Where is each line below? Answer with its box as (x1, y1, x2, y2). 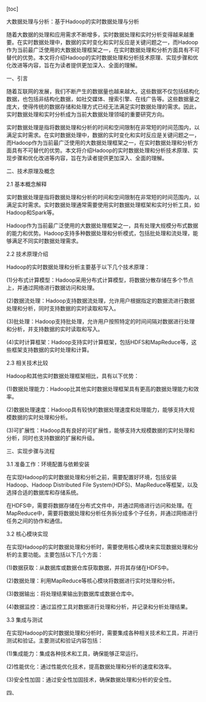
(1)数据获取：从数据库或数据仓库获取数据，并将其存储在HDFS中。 (6, 564, 172, 571)
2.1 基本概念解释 (6, 180, 47, 188)
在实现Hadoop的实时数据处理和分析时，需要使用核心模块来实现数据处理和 (6, 543, 193, 550)
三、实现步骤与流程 (6, 447, 55, 455)
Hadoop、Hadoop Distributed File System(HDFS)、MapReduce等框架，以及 (6, 481, 198, 488)
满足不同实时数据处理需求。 (11, 237, 82, 244)
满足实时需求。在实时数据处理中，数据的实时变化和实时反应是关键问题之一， (6, 131, 200, 139)
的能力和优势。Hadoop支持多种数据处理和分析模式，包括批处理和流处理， (6, 229, 193, 237)
